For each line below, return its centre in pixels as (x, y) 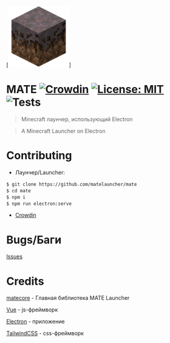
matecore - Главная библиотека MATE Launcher (68, 298)
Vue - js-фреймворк (32, 310)
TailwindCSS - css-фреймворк (45, 333)
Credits (25, 281)
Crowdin (25, 215)
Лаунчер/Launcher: (40, 172)
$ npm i (16, 197)
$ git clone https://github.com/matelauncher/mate (72, 184)
